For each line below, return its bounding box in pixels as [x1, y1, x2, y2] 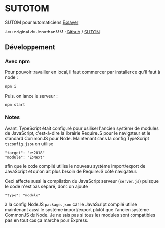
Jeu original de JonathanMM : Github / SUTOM [5, 29, 100, 34]
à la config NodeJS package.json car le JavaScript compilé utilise [5, 201, 137, 207]
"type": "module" [5, 193, 41, 197]
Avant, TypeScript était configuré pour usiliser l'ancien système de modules [5, 125, 159, 131]
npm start [5, 102, 26, 107]
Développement [5, 43, 56, 52]
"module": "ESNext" [5, 155, 45, 160]
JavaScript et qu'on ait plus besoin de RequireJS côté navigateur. [5, 168, 138, 174]
